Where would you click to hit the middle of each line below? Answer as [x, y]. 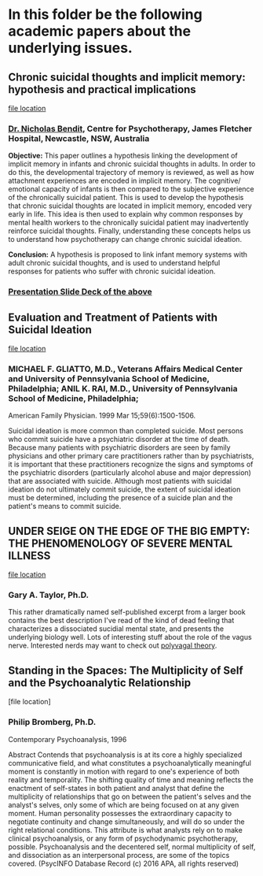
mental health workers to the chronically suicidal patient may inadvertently [128, 223]
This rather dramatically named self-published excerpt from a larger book [127, 612]
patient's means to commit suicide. [65, 507]
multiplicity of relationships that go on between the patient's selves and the [130, 796]
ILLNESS [29, 556]
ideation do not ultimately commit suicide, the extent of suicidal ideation [124, 489]
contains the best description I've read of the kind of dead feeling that [121, 621]
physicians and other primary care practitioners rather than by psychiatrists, [131, 456]
